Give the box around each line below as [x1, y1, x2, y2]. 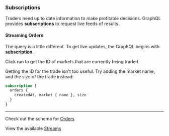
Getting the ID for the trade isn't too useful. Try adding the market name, [5, 68, 155, 74]
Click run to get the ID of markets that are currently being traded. [5, 58, 140, 64]
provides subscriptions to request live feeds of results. [5, 21, 120, 27]
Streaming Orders [5, 32, 44, 38]
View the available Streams [5, 125, 61, 131]
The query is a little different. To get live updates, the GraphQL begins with [5, 43, 160, 49]
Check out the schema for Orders [5, 115, 74, 121]
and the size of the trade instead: [5, 73, 74, 79]
